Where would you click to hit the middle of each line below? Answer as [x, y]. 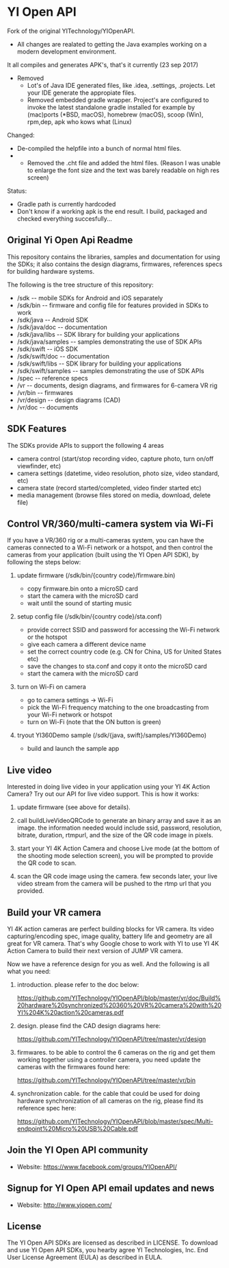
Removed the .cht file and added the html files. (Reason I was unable [124, 163]
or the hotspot [47, 637]
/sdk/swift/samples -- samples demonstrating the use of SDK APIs [110, 370]
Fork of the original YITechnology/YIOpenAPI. [71, 31]
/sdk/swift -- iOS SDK [48, 349]
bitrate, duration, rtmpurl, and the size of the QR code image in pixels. [115, 835]
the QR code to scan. [46, 863]
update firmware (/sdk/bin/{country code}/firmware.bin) [96, 575]
